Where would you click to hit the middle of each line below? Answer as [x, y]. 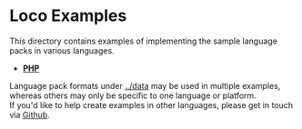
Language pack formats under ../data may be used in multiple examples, [145, 85]
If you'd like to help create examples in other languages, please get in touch [151, 104]
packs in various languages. [62, 50]
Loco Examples [68, 16]
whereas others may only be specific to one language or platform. [133, 95]
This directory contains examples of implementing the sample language [143, 41]
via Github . [30, 114]
